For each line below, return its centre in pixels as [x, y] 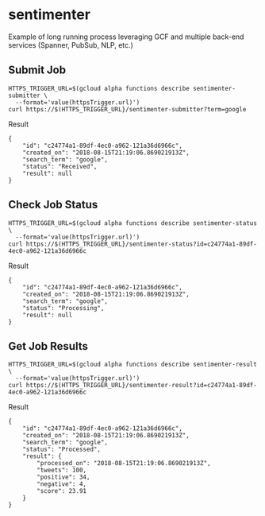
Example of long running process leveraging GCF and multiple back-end [126, 37]
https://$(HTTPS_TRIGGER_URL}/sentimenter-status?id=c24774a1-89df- [142, 244]
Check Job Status [53, 205]
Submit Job [37, 70]
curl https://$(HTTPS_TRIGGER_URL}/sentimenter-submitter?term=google [127, 109]
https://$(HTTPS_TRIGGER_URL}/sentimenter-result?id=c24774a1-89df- [142, 386]
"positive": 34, [63, 477]
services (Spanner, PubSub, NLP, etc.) [71, 45]
